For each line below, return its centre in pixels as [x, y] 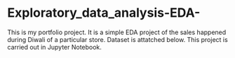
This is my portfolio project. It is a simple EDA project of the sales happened [117, 32]
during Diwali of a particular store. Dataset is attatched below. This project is [117, 39]
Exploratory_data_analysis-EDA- [104, 13]
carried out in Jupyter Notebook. [54, 47]
